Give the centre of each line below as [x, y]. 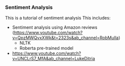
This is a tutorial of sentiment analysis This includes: [58, 18]
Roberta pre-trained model [46, 48]
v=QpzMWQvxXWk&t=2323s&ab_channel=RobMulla [65, 38]
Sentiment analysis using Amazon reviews [55, 27]
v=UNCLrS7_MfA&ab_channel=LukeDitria [54, 59]
